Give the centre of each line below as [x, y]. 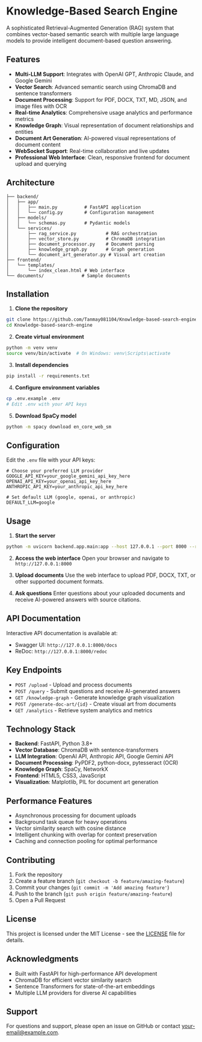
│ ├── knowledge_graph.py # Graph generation [80, 249]
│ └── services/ [29, 228]
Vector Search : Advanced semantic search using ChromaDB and [96, 87]
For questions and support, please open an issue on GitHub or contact [93, 1026]
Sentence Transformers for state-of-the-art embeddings [85, 986]
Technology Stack [41, 729]
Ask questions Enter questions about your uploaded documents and [100, 593]
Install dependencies [42, 365]
